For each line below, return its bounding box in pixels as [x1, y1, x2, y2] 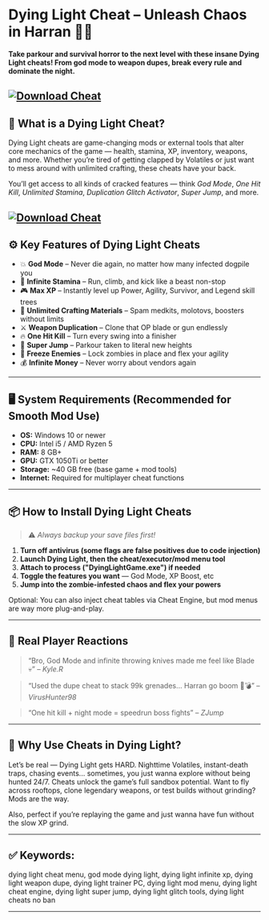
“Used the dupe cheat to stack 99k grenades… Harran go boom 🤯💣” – [27, 680, 260, 690]
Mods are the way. [8, 793, 70, 803]
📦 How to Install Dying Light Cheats [8, 505, 192, 519]
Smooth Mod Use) [8, 409, 100, 422]
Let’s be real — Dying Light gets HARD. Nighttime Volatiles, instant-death [8, 760, 248, 769]
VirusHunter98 [27, 692, 77, 702]
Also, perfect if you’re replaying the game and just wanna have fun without [8, 809, 255, 819]
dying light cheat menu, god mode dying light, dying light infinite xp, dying [8, 870, 254, 879]
